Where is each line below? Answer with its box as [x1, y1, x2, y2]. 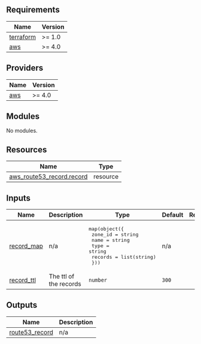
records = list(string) [92, 254, 157, 261]
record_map [9, 241, 44, 250]
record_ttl [9, 276, 36, 285]
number [89, 277, 108, 284]
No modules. [6, 127, 38, 134]
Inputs [6, 193, 31, 203]
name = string [92, 237, 130, 244]
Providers [6, 63, 44, 73]
